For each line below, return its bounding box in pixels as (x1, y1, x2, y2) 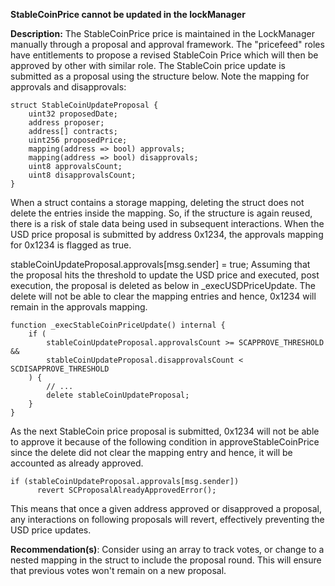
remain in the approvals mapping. (10, 301, 148, 313)
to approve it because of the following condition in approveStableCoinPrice (10, 436, 320, 448)
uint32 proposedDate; (28, 109, 118, 119)
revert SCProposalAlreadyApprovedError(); (36, 485, 217, 495)
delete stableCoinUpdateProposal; (46, 390, 190, 400)
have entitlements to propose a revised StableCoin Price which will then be (10, 49, 319, 61)
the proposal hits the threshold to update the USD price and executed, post (10, 269, 320, 281)
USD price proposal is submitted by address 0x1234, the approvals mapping (10, 229, 324, 240)
